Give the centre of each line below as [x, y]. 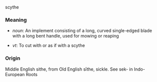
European [15, 74]
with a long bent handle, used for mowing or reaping [66, 36]
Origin [13, 58]
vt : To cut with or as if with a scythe [49, 45]
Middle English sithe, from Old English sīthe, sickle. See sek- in [69, 69]
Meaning [16, 20]
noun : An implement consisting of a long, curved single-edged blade [82, 31]
